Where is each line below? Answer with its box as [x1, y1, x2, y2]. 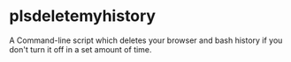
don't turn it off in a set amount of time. [9, 44, 152, 54]
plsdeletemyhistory [9, 6, 157, 26]
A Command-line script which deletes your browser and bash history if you [9, 35, 283, 45]
